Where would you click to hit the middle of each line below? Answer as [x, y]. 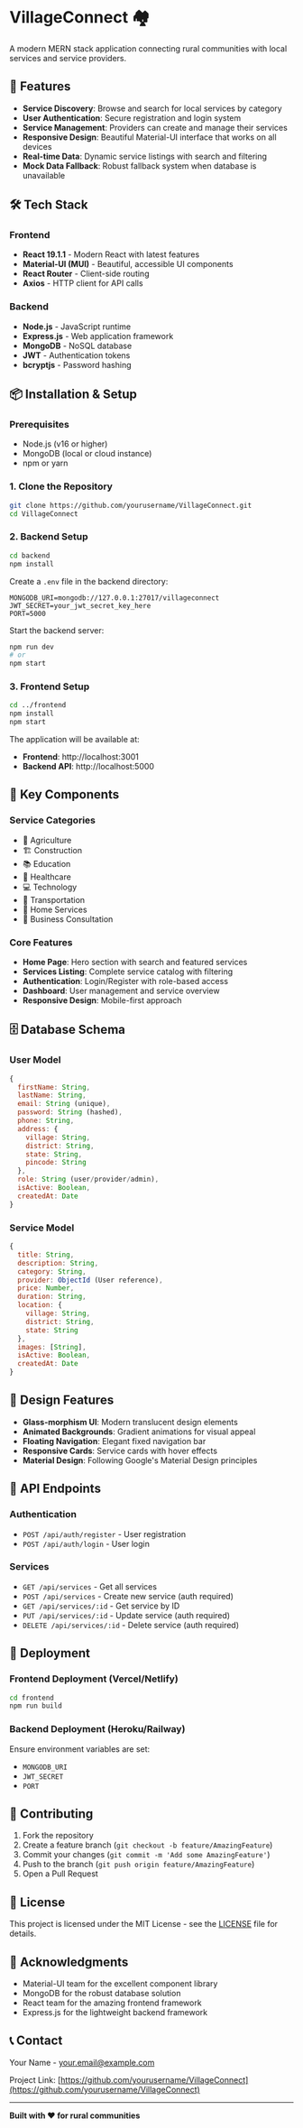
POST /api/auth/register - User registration [104, 1534]
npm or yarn [45, 463]
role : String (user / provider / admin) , [88, 1179]
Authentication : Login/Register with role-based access [125, 981]
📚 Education [46, 863]
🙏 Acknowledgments [69, 1962]
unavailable [44, 175]
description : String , [58, 1263]
